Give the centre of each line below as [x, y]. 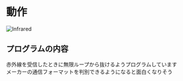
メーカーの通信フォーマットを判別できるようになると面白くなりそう [89, 72]
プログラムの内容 [37, 49]
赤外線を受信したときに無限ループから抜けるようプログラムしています [92, 64]
